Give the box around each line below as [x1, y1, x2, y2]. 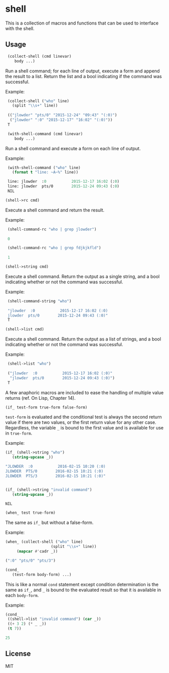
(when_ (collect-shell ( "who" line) [5, 539, 83, 544]
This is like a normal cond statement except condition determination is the [5, 581, 159, 587]
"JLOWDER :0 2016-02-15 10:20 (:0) [5, 464, 106, 469]
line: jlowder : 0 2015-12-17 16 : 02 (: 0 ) [7, 179, 120, 184]
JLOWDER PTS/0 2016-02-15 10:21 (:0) [5, 469, 103, 474]
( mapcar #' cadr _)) [16, 549, 58, 554]
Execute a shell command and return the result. [5, 207, 105, 213]
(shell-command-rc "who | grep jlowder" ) [7, 227, 97, 232]
